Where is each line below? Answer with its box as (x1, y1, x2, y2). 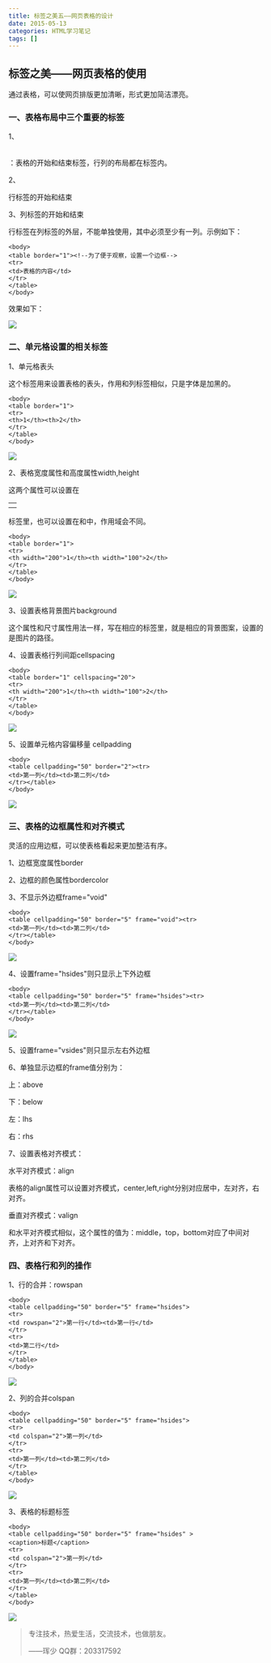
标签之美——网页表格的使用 (8, 66, 147, 80)
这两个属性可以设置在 (8, 485, 79, 494)
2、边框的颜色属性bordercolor (8, 874, 109, 884)
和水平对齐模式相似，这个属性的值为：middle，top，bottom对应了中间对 (8, 1227, 250, 1237)
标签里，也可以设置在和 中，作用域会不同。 (8, 516, 150, 526)
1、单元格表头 (8, 361, 54, 371)
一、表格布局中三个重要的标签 (8, 111, 125, 122)
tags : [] (8, 34, 38, 43)
